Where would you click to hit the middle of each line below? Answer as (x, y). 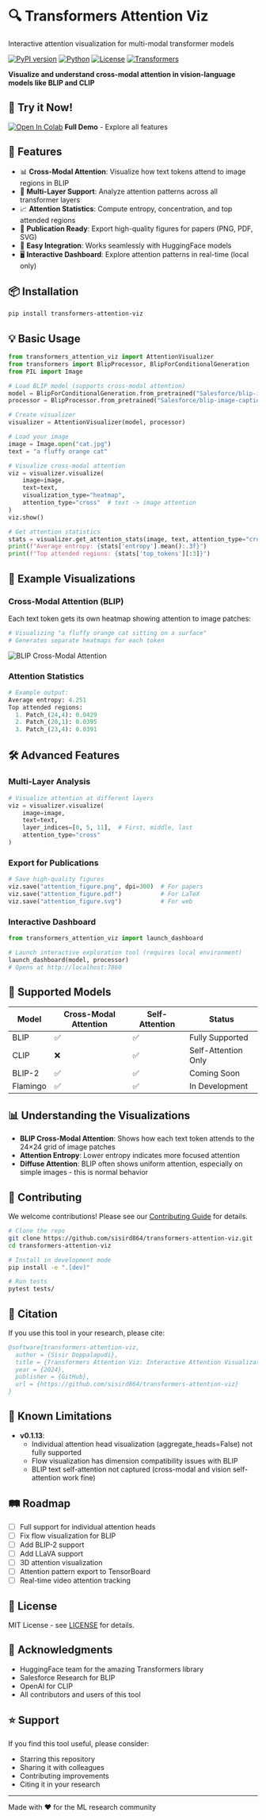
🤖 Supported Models (60, 992)
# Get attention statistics (55, 532)
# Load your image (38, 437)
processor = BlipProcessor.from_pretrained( (83, 401)
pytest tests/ (32, 1289)
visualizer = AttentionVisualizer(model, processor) (97, 422)
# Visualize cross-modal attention (67, 466)
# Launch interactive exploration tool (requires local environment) (125, 952)
